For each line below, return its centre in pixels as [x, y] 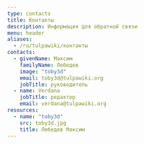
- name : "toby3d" [38, 116]
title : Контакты [30, 20]
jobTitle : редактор [48, 98]
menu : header [26, 33]
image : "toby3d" [43, 71]
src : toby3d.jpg [43, 123]
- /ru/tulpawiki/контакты [51, 46]
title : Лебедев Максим [52, 129]
